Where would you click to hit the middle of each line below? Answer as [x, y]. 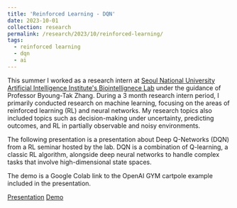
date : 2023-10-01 [33, 21]
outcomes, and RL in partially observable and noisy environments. [104, 126]
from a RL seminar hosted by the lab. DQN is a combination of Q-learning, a [118, 147]
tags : [15, 40]
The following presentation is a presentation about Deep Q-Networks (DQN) [118, 139]
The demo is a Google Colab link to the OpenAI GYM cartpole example [110, 175]
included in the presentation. [49, 183]
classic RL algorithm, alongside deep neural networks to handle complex [114, 154]
